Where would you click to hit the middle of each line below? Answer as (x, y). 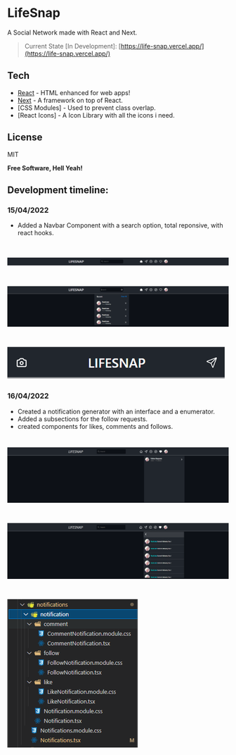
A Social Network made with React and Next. (72, 32)
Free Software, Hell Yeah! (45, 168)
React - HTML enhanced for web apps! (74, 92)
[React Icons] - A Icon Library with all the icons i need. (96, 115)
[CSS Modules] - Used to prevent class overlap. (86, 108)
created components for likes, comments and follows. (95, 426)
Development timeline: (58, 190)
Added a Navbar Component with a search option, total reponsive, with (120, 225)
